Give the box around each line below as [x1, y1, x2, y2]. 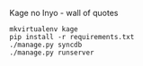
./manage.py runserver [9, 48, 94, 57]
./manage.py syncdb [9, 40, 83, 49]
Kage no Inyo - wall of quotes [9, 8, 119, 18]
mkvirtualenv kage [9, 25, 78, 34]
